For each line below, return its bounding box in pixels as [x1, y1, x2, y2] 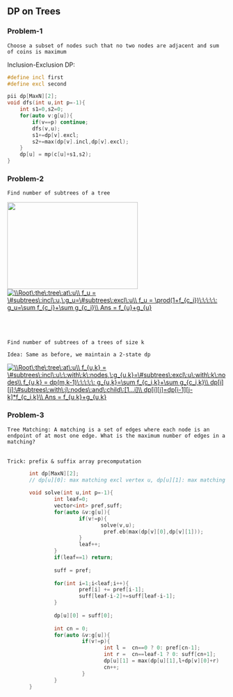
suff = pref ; [54, 566, 92, 574]
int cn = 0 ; [54, 625, 89, 632]
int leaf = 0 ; [54, 496, 89, 503]
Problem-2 [7, 174, 44, 183]
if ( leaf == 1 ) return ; [54, 554, 113, 561]
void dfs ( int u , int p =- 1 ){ [7, 99, 86, 106]
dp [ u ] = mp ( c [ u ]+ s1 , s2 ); [19, 151, 92, 158]
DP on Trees [7, 6, 61, 17]
